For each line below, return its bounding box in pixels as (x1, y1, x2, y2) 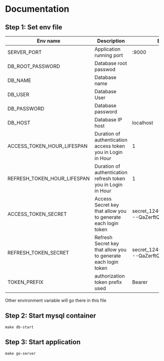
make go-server (5, 351, 36, 356)
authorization (94, 273, 125, 279)
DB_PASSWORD (7, 105, 45, 112)
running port (94, 52, 123, 58)
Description (97, 38, 125, 44)
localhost (132, 119, 153, 126)
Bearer (132, 279, 148, 285)
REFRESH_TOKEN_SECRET (7, 249, 69, 256)
